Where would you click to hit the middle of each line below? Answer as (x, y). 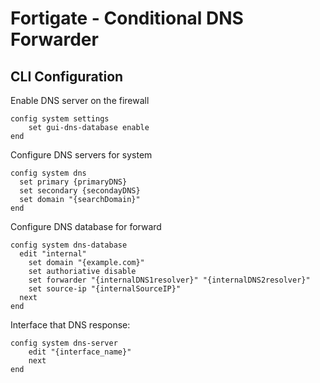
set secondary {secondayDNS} (80, 191)
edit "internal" (53, 254)
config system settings (60, 119)
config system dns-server (64, 343)
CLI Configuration (67, 76)
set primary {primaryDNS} (73, 182)
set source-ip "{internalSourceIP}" (105, 289)
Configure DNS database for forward (86, 226)
